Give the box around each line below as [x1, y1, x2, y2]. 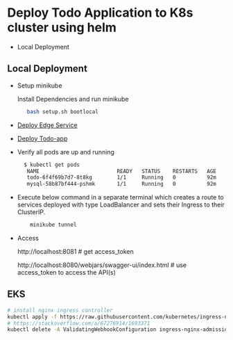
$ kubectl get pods [24, 161, 80, 168]
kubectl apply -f [7, 313, 58, 321]
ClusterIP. [17, 208, 46, 216]
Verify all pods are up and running [17, 147, 114, 156]
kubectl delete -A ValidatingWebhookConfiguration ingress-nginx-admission [7, 326, 231, 333]
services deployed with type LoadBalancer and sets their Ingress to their [17, 200, 225, 209]
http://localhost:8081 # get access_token [17, 248, 134, 255]
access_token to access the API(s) [17, 268, 116, 276]
